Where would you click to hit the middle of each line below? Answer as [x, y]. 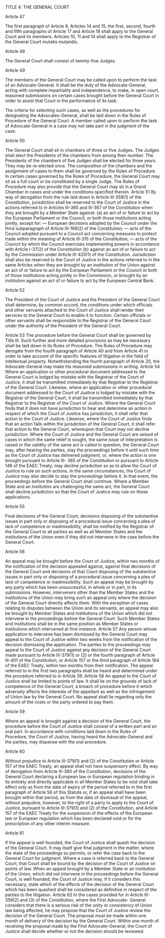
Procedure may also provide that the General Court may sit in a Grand [76, 187]
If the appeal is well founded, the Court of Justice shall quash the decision [80, 842]
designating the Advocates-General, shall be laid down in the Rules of [76, 115]
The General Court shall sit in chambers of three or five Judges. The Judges [82, 150]
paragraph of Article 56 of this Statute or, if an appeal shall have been [76, 792]
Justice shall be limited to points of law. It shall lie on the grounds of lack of [81, 681]
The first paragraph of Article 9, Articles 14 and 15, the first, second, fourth [80, 26]
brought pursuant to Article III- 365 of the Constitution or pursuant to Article [82, 460]
